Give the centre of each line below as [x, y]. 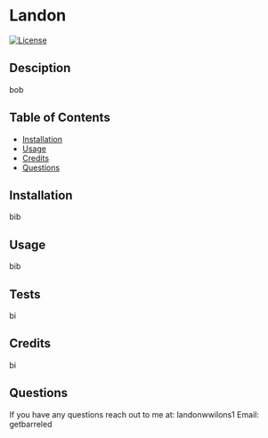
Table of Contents [60, 118]
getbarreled [31, 424]
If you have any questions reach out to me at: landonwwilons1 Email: [134, 414]
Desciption [40, 68]
